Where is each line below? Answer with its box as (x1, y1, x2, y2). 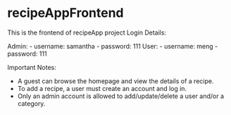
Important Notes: (7, 63, 56, 71)
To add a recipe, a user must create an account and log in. (17, 84, 187, 92)
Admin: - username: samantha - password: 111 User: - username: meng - (7, 42, 218, 50)
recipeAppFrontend (7, 5, 125, 21)
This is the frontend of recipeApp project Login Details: (7, 28, 167, 37)
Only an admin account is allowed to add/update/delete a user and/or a (17, 92, 224, 100)
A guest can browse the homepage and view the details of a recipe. (17, 76, 214, 85)
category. (17, 99, 46, 107)
